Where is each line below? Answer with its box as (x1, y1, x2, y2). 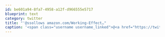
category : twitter (5, 16, 43, 21)
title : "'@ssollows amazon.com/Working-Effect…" (5, 20, 107, 25)
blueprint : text (5, 12, 38, 16)
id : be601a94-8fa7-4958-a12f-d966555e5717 (5, 7, 93, 12)
